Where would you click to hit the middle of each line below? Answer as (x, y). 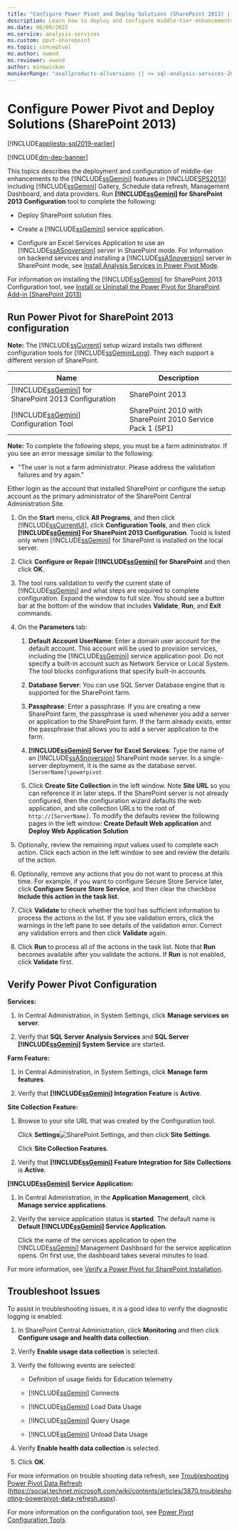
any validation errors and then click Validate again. (92, 933)
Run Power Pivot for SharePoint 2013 (91, 317)
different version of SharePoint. (53, 360)
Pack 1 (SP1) (152, 428)
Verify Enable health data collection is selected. (89, 1448)
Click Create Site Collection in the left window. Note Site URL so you (129, 786)
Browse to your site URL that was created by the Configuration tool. (116, 1121)
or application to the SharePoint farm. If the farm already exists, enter (130, 722)
